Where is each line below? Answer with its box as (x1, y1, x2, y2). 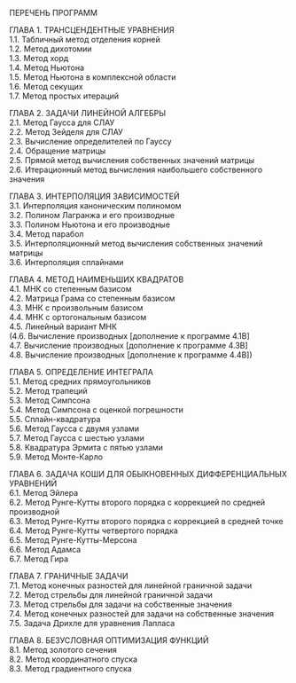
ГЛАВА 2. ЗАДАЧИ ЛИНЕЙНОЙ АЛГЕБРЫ (9, 108, 167, 118)
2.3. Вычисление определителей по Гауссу (9, 137, 172, 146)
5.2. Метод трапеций (9, 386, 89, 396)
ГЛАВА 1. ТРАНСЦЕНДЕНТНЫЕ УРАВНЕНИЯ (9, 25, 175, 35)
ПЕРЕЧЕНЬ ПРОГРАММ (9, 8, 97, 18)
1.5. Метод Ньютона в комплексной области (9, 72, 176, 82)
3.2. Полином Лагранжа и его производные (9, 210, 175, 220)
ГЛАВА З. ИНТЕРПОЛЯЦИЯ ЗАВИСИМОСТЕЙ (9, 191, 180, 201)
